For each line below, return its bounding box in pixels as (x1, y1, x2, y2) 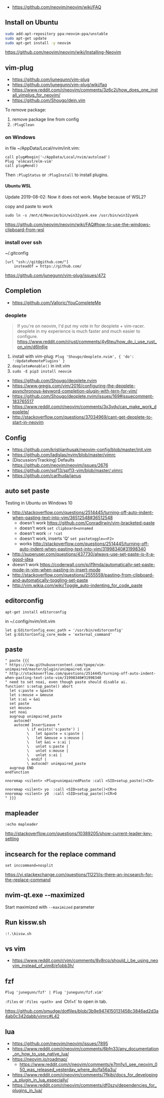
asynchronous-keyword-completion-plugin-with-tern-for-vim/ (12, 388, 138, 394)
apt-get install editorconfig (5, 609, 67, 615)
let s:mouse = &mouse (9, 693, 54, 698)
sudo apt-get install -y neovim (5, 40, 71, 46)
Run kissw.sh (5, 918, 46, 927)
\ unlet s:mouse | (26, 748, 69, 754)
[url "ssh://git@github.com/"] (5, 260, 69, 264)
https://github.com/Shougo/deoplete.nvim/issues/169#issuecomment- (12, 393, 154, 399)
